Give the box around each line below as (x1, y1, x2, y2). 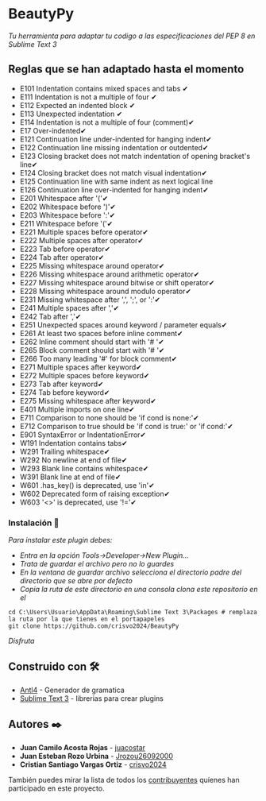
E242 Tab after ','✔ (19, 311, 82, 321)
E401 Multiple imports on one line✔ (19, 404, 135, 414)
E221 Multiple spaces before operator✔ (19, 227, 149, 237)
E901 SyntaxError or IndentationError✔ (19, 430, 147, 439)
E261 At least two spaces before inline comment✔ (19, 328, 183, 338)
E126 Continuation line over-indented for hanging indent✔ (19, 184, 209, 195)
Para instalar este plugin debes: (8, 536, 113, 545)
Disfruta (8, 637, 35, 646)
